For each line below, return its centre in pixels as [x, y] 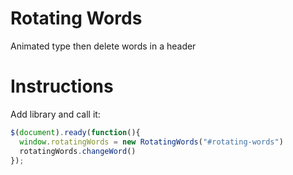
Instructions [62, 86]
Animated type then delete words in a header [103, 46]
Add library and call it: [55, 114]
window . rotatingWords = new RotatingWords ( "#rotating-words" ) [151, 142]
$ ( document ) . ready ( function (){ [75, 132]
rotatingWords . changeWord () [78, 151]
